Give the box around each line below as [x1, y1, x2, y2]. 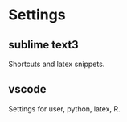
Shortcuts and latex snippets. [8, 59, 105, 69]
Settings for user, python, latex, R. [8, 103, 121, 114]
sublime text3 [8, 38, 79, 52]
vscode [8, 82, 47, 96]
